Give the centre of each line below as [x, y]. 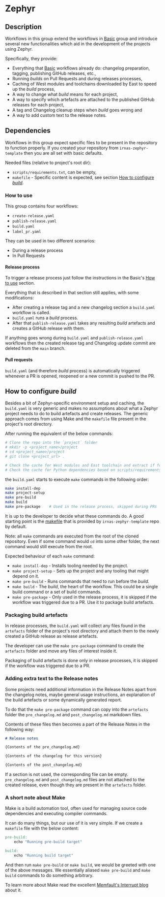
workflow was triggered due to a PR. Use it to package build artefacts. [83, 602]
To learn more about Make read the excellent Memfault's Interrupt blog [77, 885]
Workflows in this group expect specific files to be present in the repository [81, 142]
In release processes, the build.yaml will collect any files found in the [75, 626]
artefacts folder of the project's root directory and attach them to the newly [82, 631]
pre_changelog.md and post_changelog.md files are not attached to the [75, 780]
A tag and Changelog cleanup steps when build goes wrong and [77, 110]
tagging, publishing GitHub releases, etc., [54, 73]
